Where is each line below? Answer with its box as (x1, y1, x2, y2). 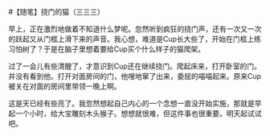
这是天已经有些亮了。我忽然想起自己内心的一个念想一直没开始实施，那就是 (8, 99, 255, 108)
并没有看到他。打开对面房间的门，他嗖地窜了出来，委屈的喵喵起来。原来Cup (8, 72, 262, 80)
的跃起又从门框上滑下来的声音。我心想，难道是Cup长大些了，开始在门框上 (8, 35, 255, 43)
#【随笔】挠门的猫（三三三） (8, 7, 104, 16)
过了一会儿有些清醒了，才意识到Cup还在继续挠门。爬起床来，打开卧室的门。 (8, 61, 262, 71)
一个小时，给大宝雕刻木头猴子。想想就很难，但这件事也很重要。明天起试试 (14, 109, 262, 118)
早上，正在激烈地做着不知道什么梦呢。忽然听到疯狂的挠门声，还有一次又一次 (8, 24, 262, 34)
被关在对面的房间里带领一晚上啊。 (8, 81, 121, 91)
